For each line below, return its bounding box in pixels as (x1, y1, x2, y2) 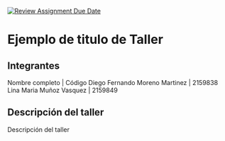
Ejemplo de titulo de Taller (7, 32, 163, 47)
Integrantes (7, 60, 60, 72)
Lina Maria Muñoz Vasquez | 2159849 (7, 86, 119, 94)
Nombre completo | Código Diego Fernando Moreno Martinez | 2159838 (7, 79, 219, 86)
